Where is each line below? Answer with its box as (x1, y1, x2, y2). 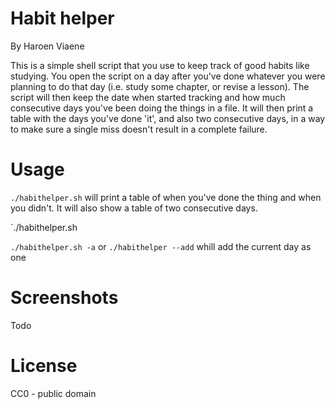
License (10, 355, 78, 377)
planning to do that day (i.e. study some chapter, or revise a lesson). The (10, 80, 310, 92)
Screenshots (10, 287, 119, 309)
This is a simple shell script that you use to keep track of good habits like (10, 59, 310, 71)
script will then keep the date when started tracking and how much (10, 91, 286, 103)
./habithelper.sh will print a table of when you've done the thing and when (10, 191, 322, 203)
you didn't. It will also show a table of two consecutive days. (10, 202, 258, 214)
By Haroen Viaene (10, 40, 85, 52)
